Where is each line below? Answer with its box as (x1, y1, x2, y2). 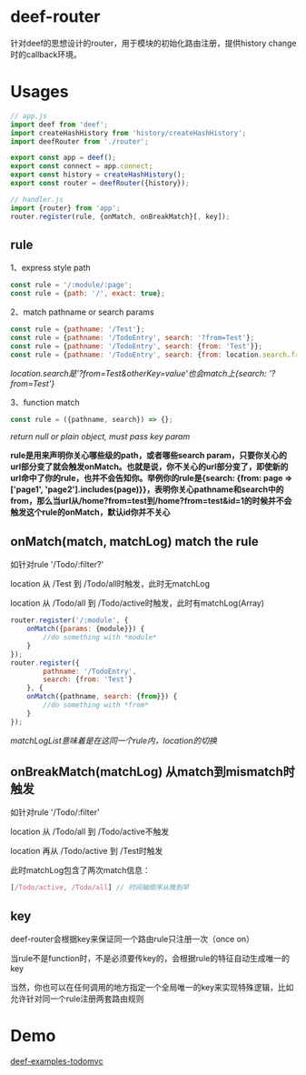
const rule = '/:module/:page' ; (10, 280, 133, 290)
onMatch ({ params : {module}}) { (26, 625, 145, 634)
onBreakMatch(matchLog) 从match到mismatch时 (10, 764, 296, 779)
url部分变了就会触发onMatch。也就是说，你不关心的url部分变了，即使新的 (10, 461, 289, 472)
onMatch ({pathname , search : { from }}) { (26, 692, 178, 701)
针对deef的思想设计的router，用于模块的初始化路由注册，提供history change (10, 37, 298, 48)
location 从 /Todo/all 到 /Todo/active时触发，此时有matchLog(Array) (10, 598, 265, 608)
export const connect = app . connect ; (10, 162, 153, 171)
